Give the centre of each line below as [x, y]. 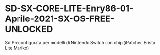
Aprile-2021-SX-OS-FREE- [60, 19]
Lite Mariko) [17, 48]
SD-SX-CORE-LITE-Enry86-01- [69, 9]
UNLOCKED [29, 29]
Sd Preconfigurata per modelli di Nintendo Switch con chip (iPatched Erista [80, 42]
